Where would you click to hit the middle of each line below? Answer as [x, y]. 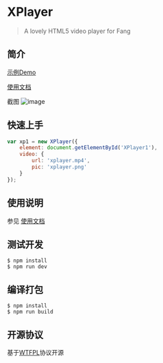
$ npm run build [30, 312]
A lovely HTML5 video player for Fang [77, 31]
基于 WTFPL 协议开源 [35, 352]
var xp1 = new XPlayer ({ [42, 142]
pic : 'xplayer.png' [60, 167]
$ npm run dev [27, 267]
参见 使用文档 [26, 221]
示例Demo [22, 72]
